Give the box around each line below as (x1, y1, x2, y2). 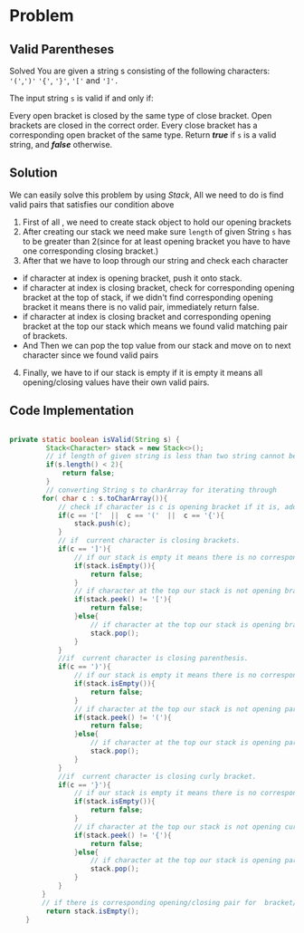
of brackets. (22, 330, 68, 341)
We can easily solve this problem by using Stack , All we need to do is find (9, 189, 284, 200)
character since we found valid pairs (22, 350, 159, 361)
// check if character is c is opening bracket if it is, (57, 502, 281, 512)
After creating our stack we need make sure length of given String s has (22, 226, 292, 236)
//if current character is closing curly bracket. (57, 772, 257, 781)
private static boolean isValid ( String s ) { (9, 435, 180, 444)
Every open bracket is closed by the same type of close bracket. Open (9, 111, 272, 120)
